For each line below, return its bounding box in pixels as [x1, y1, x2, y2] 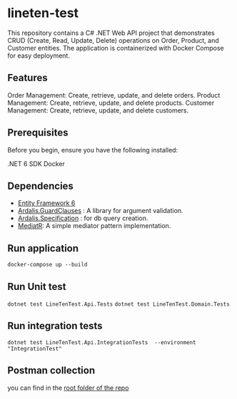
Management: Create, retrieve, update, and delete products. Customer [7, 98, 215, 107]
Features [7, 72, 48, 84]
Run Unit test [7, 280, 66, 293]
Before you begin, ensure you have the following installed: [7, 145, 178, 154]
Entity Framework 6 [17, 199, 76, 207]
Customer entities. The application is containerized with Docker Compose [7, 43, 225, 52]
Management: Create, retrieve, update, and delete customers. [7, 105, 189, 115]
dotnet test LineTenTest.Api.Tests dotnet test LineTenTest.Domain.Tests [7, 301, 230, 308]
